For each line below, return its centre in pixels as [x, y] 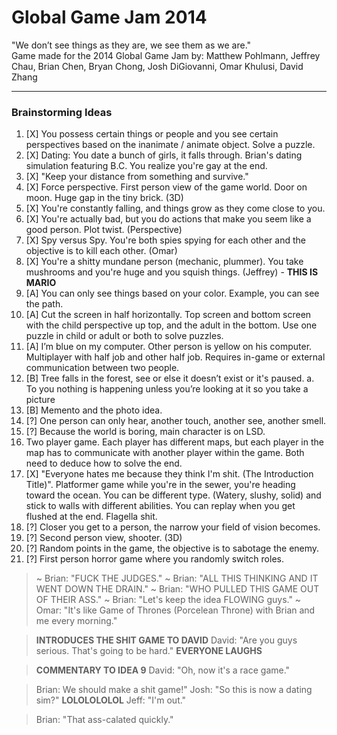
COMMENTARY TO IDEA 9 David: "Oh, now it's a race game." [163, 670]
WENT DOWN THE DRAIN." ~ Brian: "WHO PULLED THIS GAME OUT [177, 589]
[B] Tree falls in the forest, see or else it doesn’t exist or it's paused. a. [170, 378]
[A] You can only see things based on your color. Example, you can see [172, 293]
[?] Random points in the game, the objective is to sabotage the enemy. [172, 548]
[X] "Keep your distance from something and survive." [137, 177]
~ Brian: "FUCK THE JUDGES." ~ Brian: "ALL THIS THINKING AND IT [177, 578]
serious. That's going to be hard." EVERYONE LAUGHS [149, 651]
